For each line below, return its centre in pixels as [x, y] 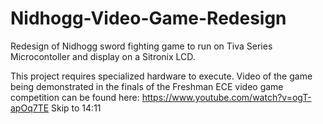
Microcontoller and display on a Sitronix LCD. [103, 56]
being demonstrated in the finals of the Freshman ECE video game [147, 86]
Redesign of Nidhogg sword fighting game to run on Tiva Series [141, 46]
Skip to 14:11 [76, 108]
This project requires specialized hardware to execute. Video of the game [161, 76]
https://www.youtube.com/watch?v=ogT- [226, 97]
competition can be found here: [75, 97]
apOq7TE [30, 108]
